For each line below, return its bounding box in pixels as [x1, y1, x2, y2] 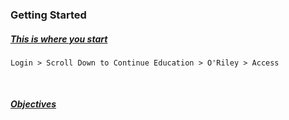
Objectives [10, 98, 57, 110]
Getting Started [10, 8, 87, 22]
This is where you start [10, 33, 108, 45]
